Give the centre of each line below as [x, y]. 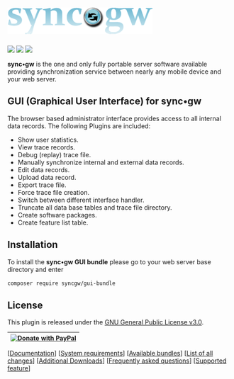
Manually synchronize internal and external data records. [101, 162]
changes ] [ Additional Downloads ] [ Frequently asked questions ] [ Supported [117, 361]
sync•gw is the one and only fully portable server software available [107, 64]
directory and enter [35, 269]
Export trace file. [42, 185]
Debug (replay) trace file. [54, 154]
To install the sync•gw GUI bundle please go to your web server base [109, 261]
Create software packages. [57, 215]
